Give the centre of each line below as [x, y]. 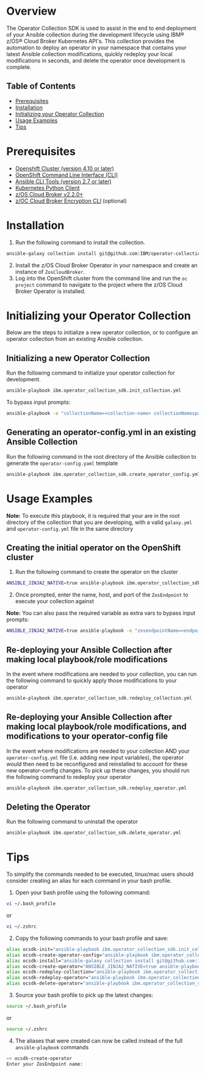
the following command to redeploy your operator [69, 777]
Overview [31, 11]
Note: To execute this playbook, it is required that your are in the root [93, 515]
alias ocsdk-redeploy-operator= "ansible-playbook [71, 978]
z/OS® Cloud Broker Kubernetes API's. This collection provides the [90, 41]
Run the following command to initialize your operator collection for [91, 373]
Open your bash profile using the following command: [83, 892]
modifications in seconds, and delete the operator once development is [96, 60]
